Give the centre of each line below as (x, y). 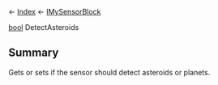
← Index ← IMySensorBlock (55, 12)
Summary (34, 53)
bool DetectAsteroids (44, 27)
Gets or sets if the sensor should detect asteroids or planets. (109, 72)
